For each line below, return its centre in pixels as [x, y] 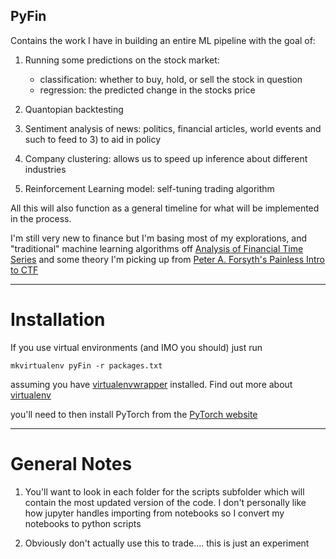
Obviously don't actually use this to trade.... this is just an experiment [167, 543]
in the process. [41, 218]
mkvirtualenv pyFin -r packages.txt [86, 365]
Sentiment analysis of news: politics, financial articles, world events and [173, 128]
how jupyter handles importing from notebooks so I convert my [154, 513]
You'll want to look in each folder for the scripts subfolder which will [164, 491]
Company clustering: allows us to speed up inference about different [166, 158]
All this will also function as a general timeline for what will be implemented [165, 208]
